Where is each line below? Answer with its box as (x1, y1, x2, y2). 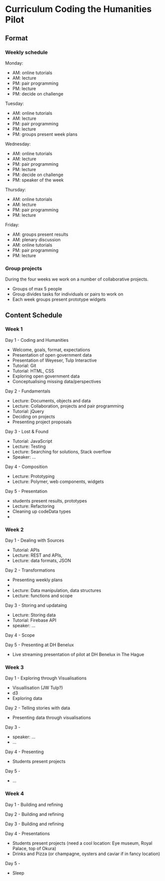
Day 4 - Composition (5, 464, 48, 470)
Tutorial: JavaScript (12, 438, 53, 444)
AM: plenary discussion (12, 236, 61, 242)
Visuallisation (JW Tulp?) (12, 685, 63, 691)
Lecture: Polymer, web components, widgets (12, 479, 104, 485)
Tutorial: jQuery (12, 408, 44, 414)
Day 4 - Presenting (5, 749, 44, 755)
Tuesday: (5, 100, 24, 106)
